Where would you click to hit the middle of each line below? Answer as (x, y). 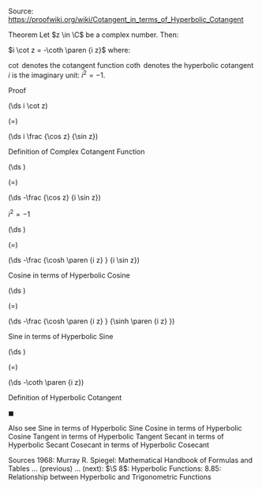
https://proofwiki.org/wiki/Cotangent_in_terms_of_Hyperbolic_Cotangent (126, 20)
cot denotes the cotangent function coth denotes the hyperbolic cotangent (131, 65)
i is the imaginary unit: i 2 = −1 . (57, 75)
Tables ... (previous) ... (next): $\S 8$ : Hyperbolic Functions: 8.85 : (115, 468)
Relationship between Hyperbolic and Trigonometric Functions (110, 476)
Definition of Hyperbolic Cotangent (65, 398)
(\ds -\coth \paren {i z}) (46, 382)
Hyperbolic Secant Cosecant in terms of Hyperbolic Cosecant (109, 445)
